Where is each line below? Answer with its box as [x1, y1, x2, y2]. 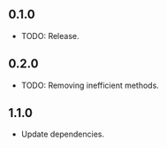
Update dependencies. [20, 129, 105, 140]
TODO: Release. [20, 30, 80, 41]
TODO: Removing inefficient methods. [20, 80, 160, 90]
